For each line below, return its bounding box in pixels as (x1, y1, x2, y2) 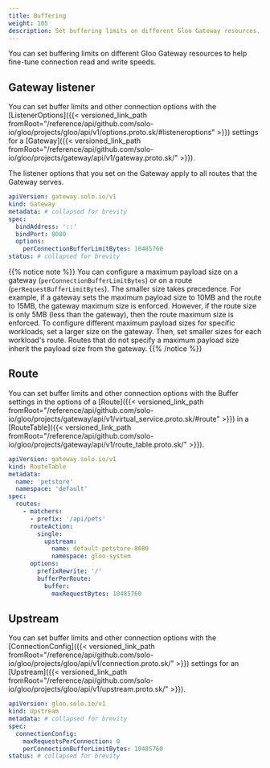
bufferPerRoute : (37, 574, 92, 582)
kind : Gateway (8, 200, 56, 209)
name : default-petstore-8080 (51, 545, 149, 553)
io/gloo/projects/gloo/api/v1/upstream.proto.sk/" (8, 684, 169, 694)
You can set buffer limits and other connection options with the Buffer (8, 388, 239, 398)
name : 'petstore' (15, 477, 74, 486)
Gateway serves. (8, 178, 64, 187)
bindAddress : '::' (15, 223, 78, 231)
